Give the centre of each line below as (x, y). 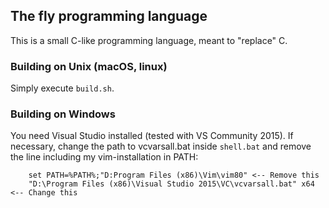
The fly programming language (109, 16)
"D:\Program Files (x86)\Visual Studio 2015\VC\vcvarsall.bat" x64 (171, 184)
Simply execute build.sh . (62, 88)
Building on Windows (63, 114)
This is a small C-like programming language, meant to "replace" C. (149, 40)
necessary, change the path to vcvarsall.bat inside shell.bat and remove (161, 146)
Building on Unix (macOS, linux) (89, 66)
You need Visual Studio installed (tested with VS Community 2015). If (152, 136)
